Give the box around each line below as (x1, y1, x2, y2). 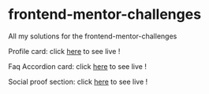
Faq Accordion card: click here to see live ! (8, 61, 147, 71)
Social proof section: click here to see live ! (8, 77, 148, 86)
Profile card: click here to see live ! (8, 46, 121, 56)
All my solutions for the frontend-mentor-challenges (8, 31, 177, 41)
